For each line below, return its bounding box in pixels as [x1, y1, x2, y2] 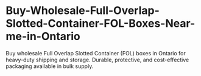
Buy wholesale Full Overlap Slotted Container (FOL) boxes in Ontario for [5, 49, 186, 57]
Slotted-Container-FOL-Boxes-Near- [5, 16, 196, 30]
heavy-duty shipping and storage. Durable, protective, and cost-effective [5, 56, 189, 63]
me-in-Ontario [5, 30, 80, 43]
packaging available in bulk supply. [5, 62, 94, 70]
